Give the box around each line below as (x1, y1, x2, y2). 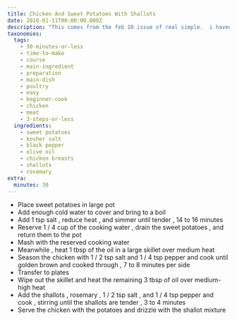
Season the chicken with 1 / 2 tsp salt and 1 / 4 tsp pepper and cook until (17, 253, 229, 262)
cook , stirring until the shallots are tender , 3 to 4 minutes (17, 298, 186, 307)
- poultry (20, 83, 49, 90)
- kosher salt (20, 135, 61, 142)
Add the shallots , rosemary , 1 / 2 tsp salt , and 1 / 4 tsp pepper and (17, 291, 214, 299)
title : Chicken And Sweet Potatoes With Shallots (7, 10, 157, 18)
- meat (20, 109, 39, 116)
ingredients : (13, 122, 52, 129)
